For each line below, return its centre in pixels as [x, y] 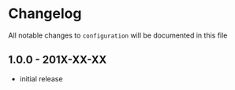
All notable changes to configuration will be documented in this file [118, 35]
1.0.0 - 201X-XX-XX [58, 60]
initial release [41, 78]
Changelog [45, 14]
